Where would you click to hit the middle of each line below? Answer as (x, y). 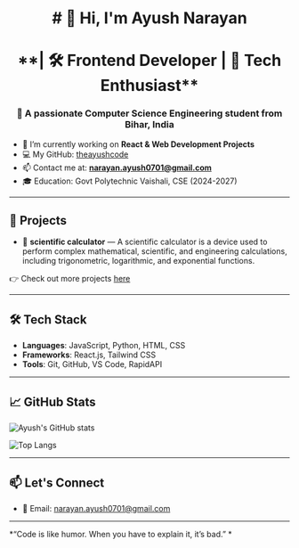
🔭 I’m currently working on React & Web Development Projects (138, 144)
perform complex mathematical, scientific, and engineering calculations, (154, 251)
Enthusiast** (149, 86)
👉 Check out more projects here (70, 279)
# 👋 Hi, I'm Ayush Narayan (149, 18)
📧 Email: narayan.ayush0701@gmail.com (96, 508)
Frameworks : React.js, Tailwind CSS (89, 355)
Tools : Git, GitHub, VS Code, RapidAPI (92, 364)
